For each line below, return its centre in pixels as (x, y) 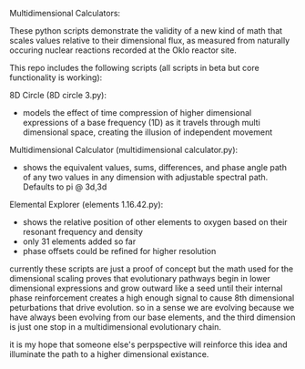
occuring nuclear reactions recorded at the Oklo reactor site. (123, 50)
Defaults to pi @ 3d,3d (65, 187)
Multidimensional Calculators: (65, 13)
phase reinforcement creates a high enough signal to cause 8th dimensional (152, 298)
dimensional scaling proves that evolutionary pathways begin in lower (140, 278)
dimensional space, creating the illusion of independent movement (147, 132)
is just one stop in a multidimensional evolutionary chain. (115, 327)
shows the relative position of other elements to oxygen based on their (155, 222)
